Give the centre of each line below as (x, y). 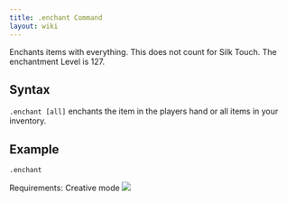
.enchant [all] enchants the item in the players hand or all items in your (144, 111)
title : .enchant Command (56, 18)
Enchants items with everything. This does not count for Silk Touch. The (143, 51)
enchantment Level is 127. (57, 61)
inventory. (28, 121)
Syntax (30, 90)
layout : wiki (34, 26)
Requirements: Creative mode (65, 188)
